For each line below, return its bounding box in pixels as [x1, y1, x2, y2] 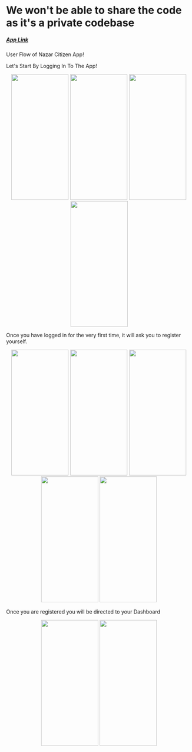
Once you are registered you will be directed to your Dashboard [6, 608, 161, 615]
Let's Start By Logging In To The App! [6, 63, 97, 70]
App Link [6, 36, 28, 43]
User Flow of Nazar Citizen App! [6, 51, 84, 58]
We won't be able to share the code [6, 4, 182, 17]
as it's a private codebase [6, 16, 135, 30]
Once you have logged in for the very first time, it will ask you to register [6, 332, 181, 339]
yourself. [6, 338, 28, 345]
